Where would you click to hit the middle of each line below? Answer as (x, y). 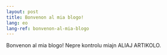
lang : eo (17, 23)
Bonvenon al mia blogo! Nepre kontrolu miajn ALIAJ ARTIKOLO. (84, 45)
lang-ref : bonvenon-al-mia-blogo (48, 28)
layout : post (22, 12)
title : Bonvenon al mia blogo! (45, 17)
